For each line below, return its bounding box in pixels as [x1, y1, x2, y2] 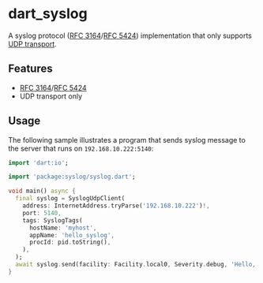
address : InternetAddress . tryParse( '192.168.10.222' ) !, [22, 202, 211, 210]
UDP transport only [19, 91, 83, 101]
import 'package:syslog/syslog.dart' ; [8, 173, 136, 181]
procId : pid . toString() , [28, 238, 111, 247]
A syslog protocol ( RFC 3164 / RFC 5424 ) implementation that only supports [8, 31, 253, 40]
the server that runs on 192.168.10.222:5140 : [8, 143, 154, 153]
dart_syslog [8, 5, 88, 23]
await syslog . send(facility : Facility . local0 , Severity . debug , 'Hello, [15, 261, 257, 269]
